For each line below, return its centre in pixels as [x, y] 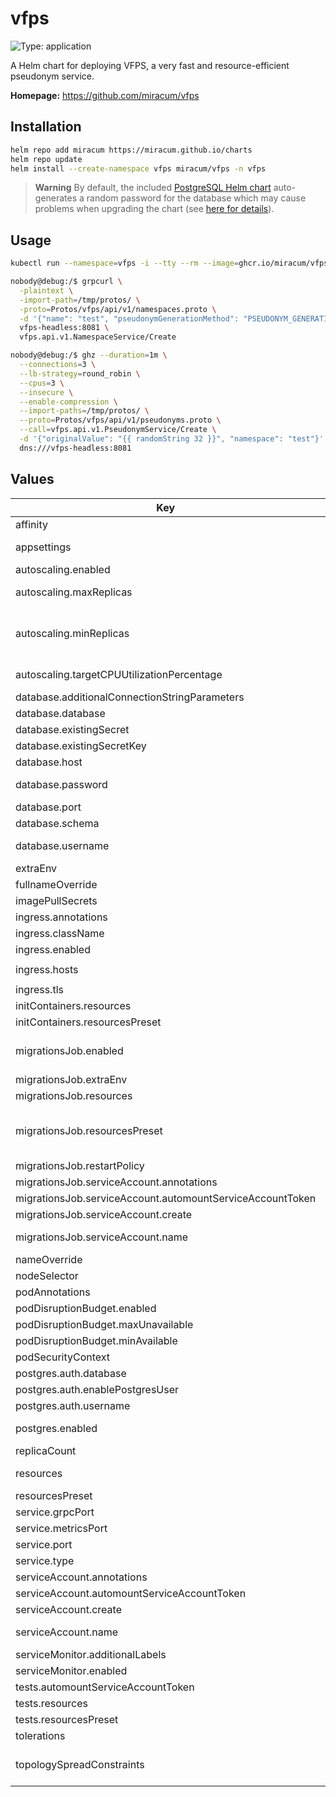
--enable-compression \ [68, 402]
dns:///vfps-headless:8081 [75, 448]
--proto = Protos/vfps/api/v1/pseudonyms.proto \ [120, 420]
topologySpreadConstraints [80, 1764]
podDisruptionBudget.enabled [86, 1308]
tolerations [40, 1735]
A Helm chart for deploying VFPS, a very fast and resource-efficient [150, 65]
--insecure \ [46, 392]
